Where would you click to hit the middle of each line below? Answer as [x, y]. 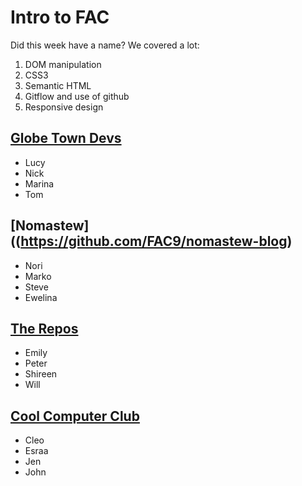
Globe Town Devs [66, 138]
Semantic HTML [58, 85]
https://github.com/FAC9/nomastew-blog [154, 241]
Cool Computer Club [75, 416]
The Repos [44, 328]
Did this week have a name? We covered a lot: [105, 45]
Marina [39, 183]
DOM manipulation [63, 64]
